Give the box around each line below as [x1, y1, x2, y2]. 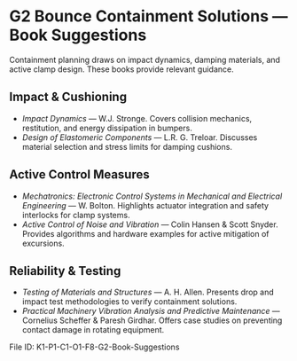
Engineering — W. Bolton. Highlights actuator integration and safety [21, 200, 269, 210]
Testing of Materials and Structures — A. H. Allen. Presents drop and [21, 286, 274, 298]
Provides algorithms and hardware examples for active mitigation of [21, 228, 270, 239]
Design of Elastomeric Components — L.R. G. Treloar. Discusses [21, 131, 258, 143]
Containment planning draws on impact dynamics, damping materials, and [9, 54, 281, 65]
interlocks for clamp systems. [21, 209, 130, 220]
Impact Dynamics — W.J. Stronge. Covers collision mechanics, [21, 113, 253, 123]
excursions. [21, 238, 65, 248]
